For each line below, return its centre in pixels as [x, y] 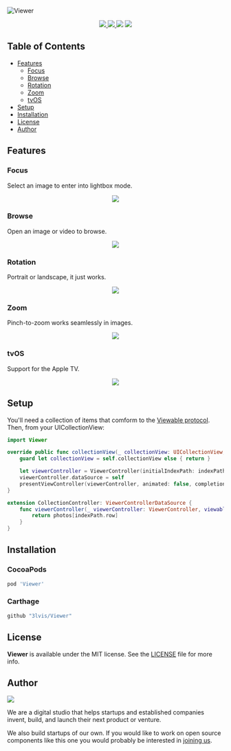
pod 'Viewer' [26, 584]
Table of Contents [46, 47]
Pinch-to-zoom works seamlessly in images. [70, 323]
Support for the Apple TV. [43, 368]
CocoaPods [27, 570]
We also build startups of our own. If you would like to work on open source [114, 733]
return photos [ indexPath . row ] [75, 516]
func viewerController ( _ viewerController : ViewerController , [110, 509]
